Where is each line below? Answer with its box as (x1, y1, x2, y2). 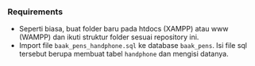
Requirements (7, 6, 64, 17)
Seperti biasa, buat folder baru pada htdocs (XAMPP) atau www (18, 24, 229, 34)
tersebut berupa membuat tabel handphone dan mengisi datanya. (18, 49, 229, 59)
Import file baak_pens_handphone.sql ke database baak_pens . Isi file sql (18, 41, 248, 50)
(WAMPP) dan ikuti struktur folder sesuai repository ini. (18, 32, 199, 42)
